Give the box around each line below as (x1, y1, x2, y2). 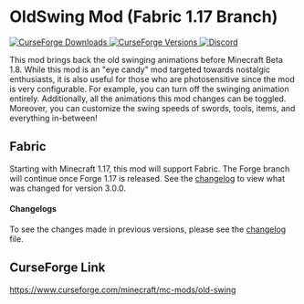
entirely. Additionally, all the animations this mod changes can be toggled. (9, 93, 287, 104)
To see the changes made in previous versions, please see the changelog (9, 224, 287, 235)
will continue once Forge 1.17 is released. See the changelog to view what (9, 173, 286, 183)
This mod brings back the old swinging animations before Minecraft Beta (9, 54, 283, 65)
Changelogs (9, 204, 58, 215)
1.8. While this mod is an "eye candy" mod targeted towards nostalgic (9, 64, 271, 75)
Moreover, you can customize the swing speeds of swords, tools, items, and (9, 102, 296, 113)
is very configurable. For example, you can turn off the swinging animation (9, 83, 289, 94)
